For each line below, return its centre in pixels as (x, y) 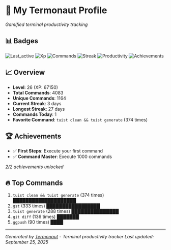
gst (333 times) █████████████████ (56, 206)
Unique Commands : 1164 (39, 98)
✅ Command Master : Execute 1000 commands (62, 157)
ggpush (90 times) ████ (38, 222)
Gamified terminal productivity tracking (47, 24)
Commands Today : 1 (35, 114)
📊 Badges (22, 41)
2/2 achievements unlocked (34, 167)
